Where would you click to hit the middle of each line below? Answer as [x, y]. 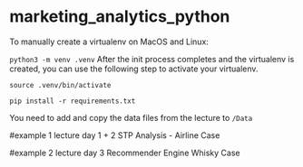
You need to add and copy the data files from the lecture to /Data [131, 117]
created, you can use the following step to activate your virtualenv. [134, 69]
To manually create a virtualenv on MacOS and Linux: [109, 42]
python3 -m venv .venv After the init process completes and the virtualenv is [152, 59]
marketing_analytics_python [120, 17]
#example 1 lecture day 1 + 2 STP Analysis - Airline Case [115, 135]
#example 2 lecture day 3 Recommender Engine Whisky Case [125, 153]
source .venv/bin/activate [60, 85]
